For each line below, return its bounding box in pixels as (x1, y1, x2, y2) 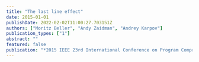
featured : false (6, 42, 46, 48)
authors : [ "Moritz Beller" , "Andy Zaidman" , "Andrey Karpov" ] (6, 25, 163, 31)
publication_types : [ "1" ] (6, 31, 70, 37)
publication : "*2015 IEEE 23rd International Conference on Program (6, 47, 179, 53)
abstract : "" (6, 36, 38, 42)
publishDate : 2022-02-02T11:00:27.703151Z (6, 19, 113, 25)
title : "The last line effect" (6, 8, 84, 15)
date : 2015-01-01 (6, 14, 49, 20)
